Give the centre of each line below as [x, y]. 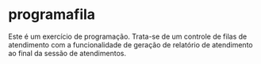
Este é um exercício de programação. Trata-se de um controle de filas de [128, 36]
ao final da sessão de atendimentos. [67, 53]
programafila [52, 15]
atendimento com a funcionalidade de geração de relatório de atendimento [130, 44]
